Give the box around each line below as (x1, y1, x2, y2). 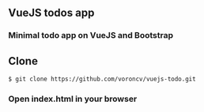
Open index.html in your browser (8, 94, 138, 105)
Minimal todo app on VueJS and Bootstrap (8, 30, 174, 41)
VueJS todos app (8, 6, 95, 20)
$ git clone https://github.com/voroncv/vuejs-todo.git (8, 75, 196, 84)
